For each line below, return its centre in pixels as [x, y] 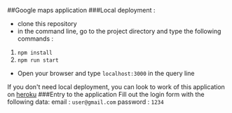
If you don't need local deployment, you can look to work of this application [116, 87]
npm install [35, 53]
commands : [35, 39]
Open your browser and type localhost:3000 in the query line [106, 73]
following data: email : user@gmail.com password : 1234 [86, 102]
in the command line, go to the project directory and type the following [119, 31]
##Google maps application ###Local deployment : [81, 10]
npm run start [38, 60]
